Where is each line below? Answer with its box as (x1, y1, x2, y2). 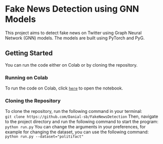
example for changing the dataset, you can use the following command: (5, 129, 149, 135)
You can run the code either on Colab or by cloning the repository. (5, 62, 138, 68)
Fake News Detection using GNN (5, 3, 140, 15)
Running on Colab (5, 74, 48, 81)
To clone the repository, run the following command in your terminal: (5, 108, 143, 114)
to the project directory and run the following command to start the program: (5, 119, 159, 125)
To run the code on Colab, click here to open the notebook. (5, 85, 123, 91)
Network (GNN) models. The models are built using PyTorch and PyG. (5, 35, 145, 41)
